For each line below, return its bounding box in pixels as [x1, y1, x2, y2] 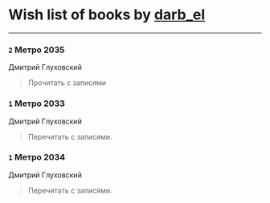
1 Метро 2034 [8, 152, 66, 163]
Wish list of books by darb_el [8, 6, 206, 24]
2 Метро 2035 [8, 44, 65, 55]
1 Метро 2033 [8, 98, 66, 109]
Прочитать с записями [27, 78, 107, 87]
